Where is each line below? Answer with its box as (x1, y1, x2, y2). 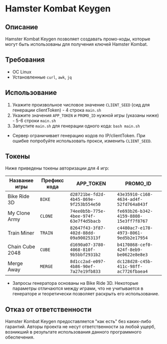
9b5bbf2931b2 (70, 252, 101, 258)
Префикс (41, 177, 64, 184)
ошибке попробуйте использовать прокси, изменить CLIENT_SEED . (12, 138, 152, 144)
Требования (5, 56, 45, 64)
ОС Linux (12, 69, 32, 75)
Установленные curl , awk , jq (12, 74, 72, 80)
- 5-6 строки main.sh (12, 117, 56, 123)
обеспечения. (5, 334, 35, 341)
